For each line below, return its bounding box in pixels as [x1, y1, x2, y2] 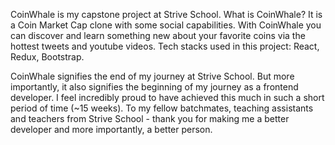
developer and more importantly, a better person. [10, 124, 213, 135]
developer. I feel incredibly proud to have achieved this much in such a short [10, 92, 325, 103]
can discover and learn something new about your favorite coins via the [10, 30, 306, 41]
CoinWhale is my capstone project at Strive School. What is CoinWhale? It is [10, 9, 323, 20]
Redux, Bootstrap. [10, 51, 85, 63]
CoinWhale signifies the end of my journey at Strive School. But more [10, 70, 295, 82]
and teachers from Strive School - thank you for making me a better [10, 113, 290, 124]
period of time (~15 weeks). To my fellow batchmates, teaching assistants [10, 102, 314, 114]
